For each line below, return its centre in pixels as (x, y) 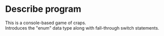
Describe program (43, 9)
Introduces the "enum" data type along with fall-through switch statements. (82, 28)
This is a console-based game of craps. (46, 23)
